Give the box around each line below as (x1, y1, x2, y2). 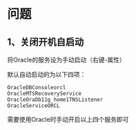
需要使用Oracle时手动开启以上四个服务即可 (7, 115, 129, 123)
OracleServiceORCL (7, 102, 60, 109)
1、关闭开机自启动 (7, 36, 84, 48)
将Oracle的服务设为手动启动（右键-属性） (7, 56, 126, 64)
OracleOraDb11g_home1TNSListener (7, 96, 104, 103)
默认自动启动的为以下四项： (7, 71, 86, 78)
